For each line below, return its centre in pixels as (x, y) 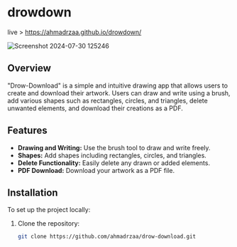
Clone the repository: (49, 224)
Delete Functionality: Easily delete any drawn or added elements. (114, 163)
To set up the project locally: (49, 210)
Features (27, 131)
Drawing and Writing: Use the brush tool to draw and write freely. (114, 147)
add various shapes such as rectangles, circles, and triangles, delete (108, 100)
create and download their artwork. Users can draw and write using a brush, (119, 93)
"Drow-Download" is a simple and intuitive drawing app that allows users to (118, 85)
